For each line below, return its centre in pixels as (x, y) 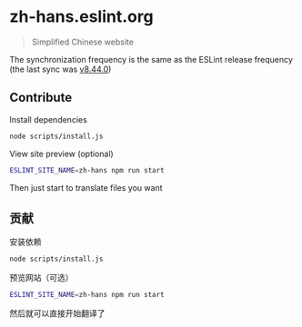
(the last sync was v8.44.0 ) (60, 69)
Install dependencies (49, 119)
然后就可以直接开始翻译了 (57, 313)
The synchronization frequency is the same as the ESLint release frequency (151, 59)
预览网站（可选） (41, 278)
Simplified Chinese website (83, 42)
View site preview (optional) (61, 154)
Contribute (41, 98)
